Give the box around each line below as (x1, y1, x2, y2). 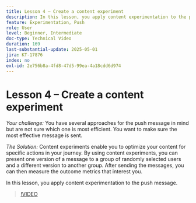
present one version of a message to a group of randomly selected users (6, 156, 181, 163)
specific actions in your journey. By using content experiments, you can (6, 149, 178, 156)
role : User (6, 24, 33, 31)
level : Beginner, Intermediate (6, 30, 82, 36)
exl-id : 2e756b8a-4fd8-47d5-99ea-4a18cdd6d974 (6, 62, 121, 69)
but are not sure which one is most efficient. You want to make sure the (6, 126, 177, 133)
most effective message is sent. (6, 132, 83, 139)
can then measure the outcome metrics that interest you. (6, 168, 143, 175)
